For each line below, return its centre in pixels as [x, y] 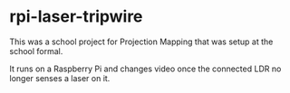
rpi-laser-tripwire [76, 17]
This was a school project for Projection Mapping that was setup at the [141, 42]
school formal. [36, 51]
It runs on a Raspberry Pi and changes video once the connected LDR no [145, 69]
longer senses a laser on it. [60, 78]
